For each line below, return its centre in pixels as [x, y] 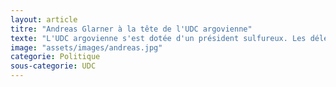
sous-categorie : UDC [53, 66]
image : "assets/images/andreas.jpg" [86, 47]
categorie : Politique [55, 57]
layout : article [44, 19]
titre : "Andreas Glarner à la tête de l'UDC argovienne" [131, 29]
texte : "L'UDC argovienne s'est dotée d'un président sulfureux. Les [158, 38]
